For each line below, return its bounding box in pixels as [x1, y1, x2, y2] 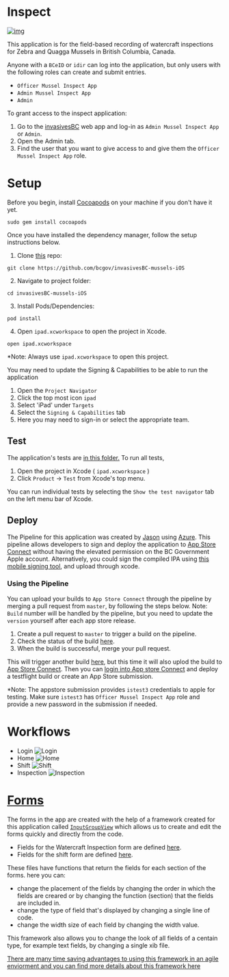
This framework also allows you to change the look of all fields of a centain [7, 934, 218, 942]
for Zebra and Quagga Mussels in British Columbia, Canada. [7, 47, 176, 56]
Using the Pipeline [7, 579, 69, 588]
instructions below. [7, 238, 60, 246]
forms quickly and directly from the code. [7, 830, 124, 838]
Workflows [7, 724, 70, 739]
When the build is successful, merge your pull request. [16, 644, 171, 652]
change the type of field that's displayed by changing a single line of [16, 906, 211, 914]
